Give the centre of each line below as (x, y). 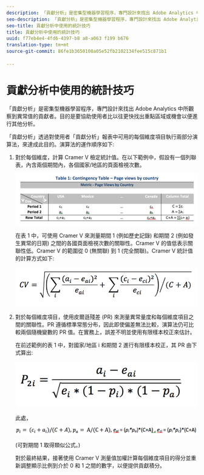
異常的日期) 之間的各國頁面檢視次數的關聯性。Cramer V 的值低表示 (104, 243)
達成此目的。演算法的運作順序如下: (71, 144)
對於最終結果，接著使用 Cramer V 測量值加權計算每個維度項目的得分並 (103, 458)
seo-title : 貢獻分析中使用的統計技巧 (49, 26)
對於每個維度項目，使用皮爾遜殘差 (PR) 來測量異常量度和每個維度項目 (102, 317)
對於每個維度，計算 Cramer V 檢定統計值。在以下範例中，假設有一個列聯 (106, 157)
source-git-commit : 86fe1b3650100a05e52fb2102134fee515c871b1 (87, 52)
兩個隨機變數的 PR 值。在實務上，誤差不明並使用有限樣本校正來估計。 (108, 332)
